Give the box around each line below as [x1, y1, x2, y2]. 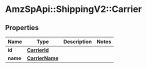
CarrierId [26, 46, 49, 53]
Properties [5, 23, 39, 32]
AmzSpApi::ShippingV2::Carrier [5, 3, 142, 15]
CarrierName [26, 55, 59, 61]
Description [63, 38, 92, 45]
